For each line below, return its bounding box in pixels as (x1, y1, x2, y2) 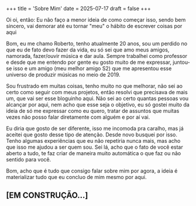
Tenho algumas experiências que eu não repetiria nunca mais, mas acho (6, 138, 181, 144)
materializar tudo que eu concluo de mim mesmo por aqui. (6, 174, 147, 180)
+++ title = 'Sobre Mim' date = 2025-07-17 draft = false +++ (6, 5, 151, 12)
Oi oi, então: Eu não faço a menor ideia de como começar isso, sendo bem (6, 16, 186, 23)
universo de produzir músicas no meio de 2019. (6, 71, 121, 78)
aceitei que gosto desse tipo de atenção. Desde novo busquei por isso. (6, 131, 177, 138)
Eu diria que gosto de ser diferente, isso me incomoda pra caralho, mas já (6, 125, 184, 132)
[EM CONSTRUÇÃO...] (6, 190, 88, 201)
